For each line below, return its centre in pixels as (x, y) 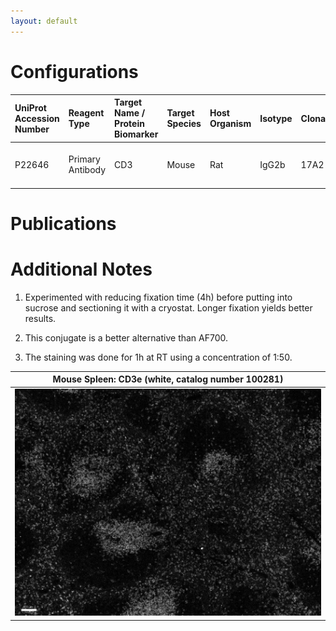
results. (40, 318)
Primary (84, 159)
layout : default (44, 21)
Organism (230, 124)
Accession (37, 118)
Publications (63, 224)
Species (184, 124)
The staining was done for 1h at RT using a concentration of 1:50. (158, 357)
